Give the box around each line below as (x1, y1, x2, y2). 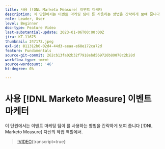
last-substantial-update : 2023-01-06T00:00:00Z (5, 30, 105, 35)
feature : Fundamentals (5, 48, 52, 53)
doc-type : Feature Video (5, 25, 56, 30)
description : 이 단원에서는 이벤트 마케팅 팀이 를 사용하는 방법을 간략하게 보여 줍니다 (5, 12, 160, 17)
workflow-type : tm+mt (5, 57, 50, 62)
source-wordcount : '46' (5, 62, 54, 67)
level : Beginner (5, 21, 38, 26)
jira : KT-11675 (5, 35, 36, 40)
